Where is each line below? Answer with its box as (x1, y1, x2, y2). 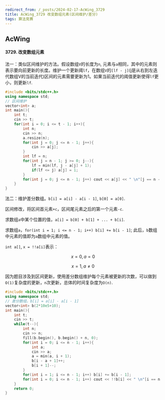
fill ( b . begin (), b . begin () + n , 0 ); (23, 335, 98, 340)
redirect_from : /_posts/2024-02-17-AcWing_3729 (5, 7, 105, 12)
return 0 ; (14, 386, 35, 391)
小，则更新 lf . (5, 80, 33, 86)
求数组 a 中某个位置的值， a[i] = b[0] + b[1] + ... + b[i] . (5, 217, 125, 222)
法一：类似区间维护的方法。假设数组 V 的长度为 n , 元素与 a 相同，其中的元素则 (5, 61, 157, 67)
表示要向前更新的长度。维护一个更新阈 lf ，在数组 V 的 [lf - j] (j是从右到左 (5, 67, 154, 73)
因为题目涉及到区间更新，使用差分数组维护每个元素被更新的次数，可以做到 (5, 273, 157, 279)
